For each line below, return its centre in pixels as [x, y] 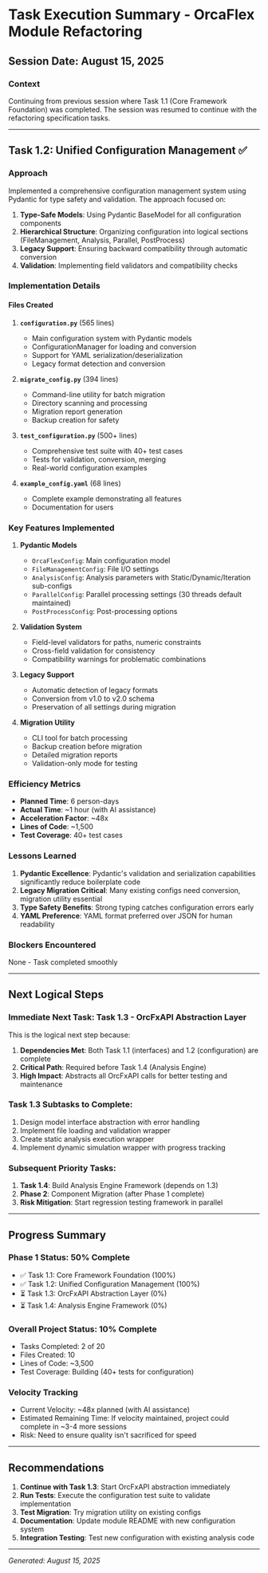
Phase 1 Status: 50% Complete [69, 1257]
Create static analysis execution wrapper [87, 1138]
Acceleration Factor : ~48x [64, 818]
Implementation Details [55, 286]
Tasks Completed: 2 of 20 [62, 1347]
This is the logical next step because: [69, 1035]
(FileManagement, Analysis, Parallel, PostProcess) [102, 240]
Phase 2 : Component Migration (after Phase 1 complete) [112, 1194]
